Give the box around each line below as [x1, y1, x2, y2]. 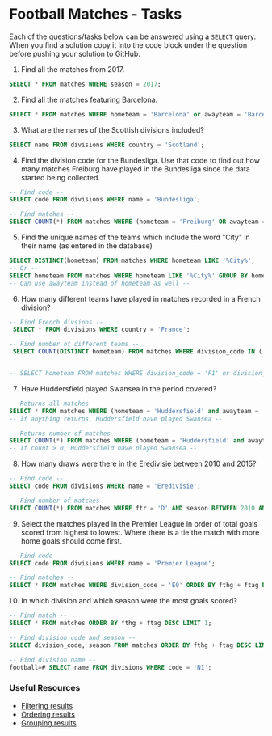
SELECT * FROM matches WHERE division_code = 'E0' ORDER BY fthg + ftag [9, 582, 259, 590]
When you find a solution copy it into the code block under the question [9, 40, 248, 49]
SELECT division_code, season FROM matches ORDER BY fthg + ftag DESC [9, 641, 252, 649]
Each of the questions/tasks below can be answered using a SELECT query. [9, 32, 257, 41]
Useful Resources [9, 683, 81, 694]
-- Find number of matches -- [9, 497, 111, 505]
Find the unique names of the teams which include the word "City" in [20, 232, 251, 243]
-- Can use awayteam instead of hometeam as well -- [9, 279, 190, 287]
